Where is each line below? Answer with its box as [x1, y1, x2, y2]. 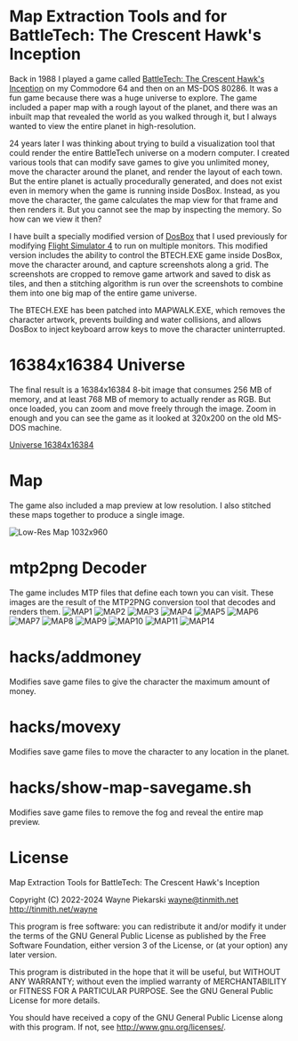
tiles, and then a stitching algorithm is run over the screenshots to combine [9, 278, 284, 288]
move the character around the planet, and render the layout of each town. [9, 166, 283, 177]
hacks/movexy [9, 716, 122, 737]
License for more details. [9, 995, 101, 1005]
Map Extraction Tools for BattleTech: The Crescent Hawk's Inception [9, 876, 260, 887]
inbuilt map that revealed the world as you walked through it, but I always [9, 111, 278, 122]
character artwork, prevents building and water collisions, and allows [9, 314, 262, 325]
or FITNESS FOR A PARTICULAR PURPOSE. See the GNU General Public [9, 985, 274, 996]
